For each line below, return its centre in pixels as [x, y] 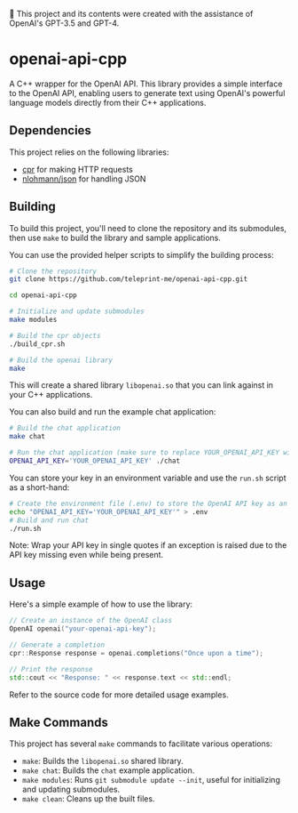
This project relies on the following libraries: [89, 152]
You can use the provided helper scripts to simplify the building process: [141, 254]
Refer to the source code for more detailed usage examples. [119, 695]
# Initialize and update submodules [77, 311]
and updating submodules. [71, 789]
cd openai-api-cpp [43, 295]
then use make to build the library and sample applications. [115, 237]
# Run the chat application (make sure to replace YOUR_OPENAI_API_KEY [144, 453]
